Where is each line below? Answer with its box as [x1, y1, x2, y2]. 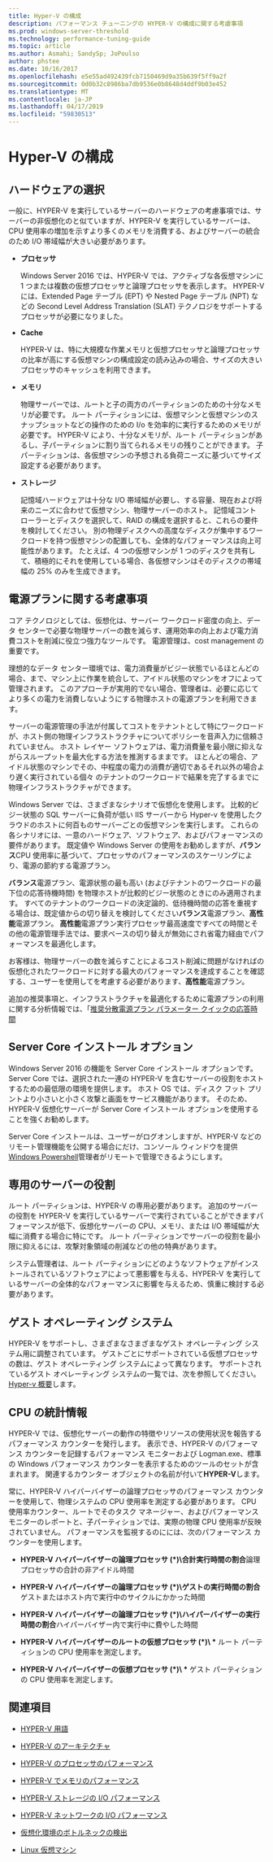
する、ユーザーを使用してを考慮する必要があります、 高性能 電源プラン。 [8, 976, 249, 986]
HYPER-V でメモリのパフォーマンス [19, 1775, 140, 1786]
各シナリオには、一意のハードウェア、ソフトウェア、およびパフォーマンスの [8, 830, 263, 839]
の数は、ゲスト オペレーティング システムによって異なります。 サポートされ [8, 1359, 262, 1369]
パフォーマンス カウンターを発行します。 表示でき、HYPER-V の [8, 1439, 223, 1449]
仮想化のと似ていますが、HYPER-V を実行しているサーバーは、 [43, 216, 255, 225]
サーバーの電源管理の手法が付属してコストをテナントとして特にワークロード [8, 721, 265, 730]
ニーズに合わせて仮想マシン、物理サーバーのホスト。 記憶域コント [34, 505, 257, 515]
